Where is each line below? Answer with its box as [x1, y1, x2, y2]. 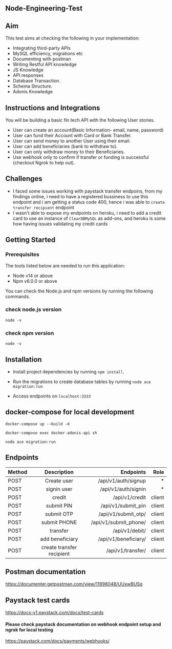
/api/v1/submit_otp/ [98, 510, 146, 517]
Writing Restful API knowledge [12, 61, 77, 68]
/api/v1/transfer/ [106, 547, 146, 554]
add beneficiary [40, 535, 78, 542]
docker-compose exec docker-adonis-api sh [5, 430, 97, 435]
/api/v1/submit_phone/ [91, 518, 146, 526]
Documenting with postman [12, 56, 72, 62]
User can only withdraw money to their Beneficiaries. [12, 149, 125, 155]
